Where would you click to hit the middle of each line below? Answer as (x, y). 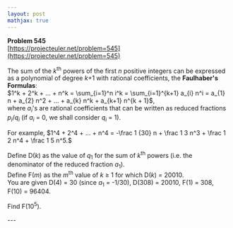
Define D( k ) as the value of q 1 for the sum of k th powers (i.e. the (100, 155)
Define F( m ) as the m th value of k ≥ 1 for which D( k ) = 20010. (96, 174)
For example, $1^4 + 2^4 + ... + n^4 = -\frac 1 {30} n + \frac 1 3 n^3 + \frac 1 (116, 132)
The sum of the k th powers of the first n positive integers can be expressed (116, 70)
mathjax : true (28, 21)
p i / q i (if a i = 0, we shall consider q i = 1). (64, 118)
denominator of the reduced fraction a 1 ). (66, 165)
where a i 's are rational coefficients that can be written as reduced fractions (117, 109)
